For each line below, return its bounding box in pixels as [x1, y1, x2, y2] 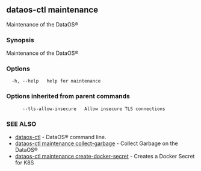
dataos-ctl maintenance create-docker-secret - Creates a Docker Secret [14, 153, 195, 160]
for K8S [14, 159, 34, 166]
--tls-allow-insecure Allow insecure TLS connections [22, 105, 165, 112]
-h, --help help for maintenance [11, 78, 101, 84]
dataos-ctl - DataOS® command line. [14, 134, 107, 140]
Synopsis [6, 36, 34, 44]
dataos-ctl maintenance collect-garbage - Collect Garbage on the [14, 140, 179, 147]
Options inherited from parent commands [6, 92, 131, 101]
